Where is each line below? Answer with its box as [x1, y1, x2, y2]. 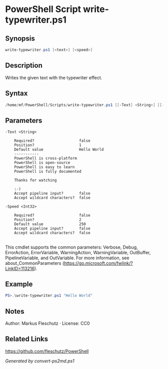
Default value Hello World [14, 147, 104, 152]
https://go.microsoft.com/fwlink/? [64, 260, 133, 266]
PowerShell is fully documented [14, 169, 81, 174]
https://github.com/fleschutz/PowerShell [5, 348, 89, 354]
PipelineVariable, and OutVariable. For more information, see [5, 255, 129, 261]
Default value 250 [14, 222, 86, 227]
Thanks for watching [14, 178, 57, 183]
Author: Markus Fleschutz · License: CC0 [5, 320, 90, 326]
